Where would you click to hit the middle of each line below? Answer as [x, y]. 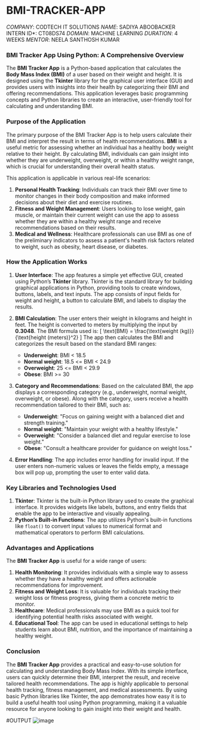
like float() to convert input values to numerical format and [88, 526]
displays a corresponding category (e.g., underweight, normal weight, [101, 392]
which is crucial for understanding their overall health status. [81, 166]
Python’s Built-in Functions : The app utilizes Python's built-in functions [103, 520]
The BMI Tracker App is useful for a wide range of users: [76, 561]
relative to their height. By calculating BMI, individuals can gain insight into [98, 153]
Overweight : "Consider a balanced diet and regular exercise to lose [107, 435]
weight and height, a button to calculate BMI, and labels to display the [100, 300]
